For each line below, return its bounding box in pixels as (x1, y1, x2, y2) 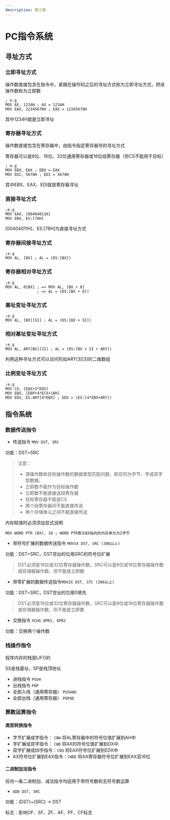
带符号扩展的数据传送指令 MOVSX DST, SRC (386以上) (12, 540, 120, 546)
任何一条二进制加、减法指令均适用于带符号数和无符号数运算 (5, 778, 130, 784)
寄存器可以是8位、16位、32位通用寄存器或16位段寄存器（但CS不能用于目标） (5, 153, 166, 159)
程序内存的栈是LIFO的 (5, 654, 51, 660)
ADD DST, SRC (12, 789, 40, 794)
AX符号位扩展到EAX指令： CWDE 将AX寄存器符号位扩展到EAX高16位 (12, 753, 151, 759)
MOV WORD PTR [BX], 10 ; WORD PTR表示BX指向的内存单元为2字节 (5, 531, 130, 536)
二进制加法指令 (5, 766, 36, 772)
